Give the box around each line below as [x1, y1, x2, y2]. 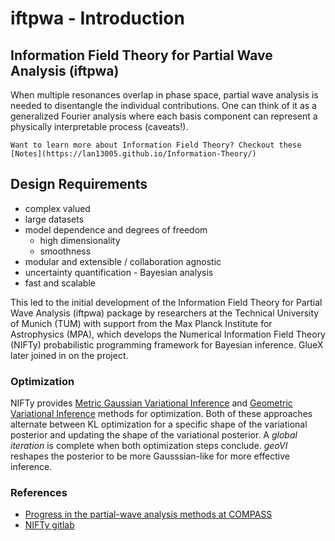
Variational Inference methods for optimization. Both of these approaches [10, 408, 313, 420]
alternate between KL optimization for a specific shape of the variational [10, 418, 308, 431]
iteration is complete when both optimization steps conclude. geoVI [10, 440, 288, 452]
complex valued [24, 202, 91, 214]
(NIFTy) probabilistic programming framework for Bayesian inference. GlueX [10, 338, 324, 351]
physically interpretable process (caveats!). [10, 121, 189, 132]
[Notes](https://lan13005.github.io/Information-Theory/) [10, 149, 257, 159]
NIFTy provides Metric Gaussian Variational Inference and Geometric [10, 397, 293, 409]
